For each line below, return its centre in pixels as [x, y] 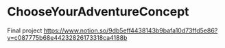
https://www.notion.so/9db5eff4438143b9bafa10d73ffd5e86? [131, 30]
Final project [25, 30]
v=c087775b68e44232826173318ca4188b [67, 37]
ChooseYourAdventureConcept [98, 12]
